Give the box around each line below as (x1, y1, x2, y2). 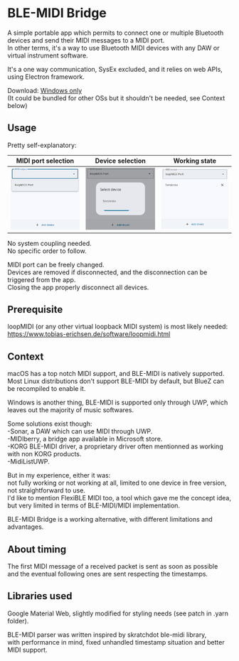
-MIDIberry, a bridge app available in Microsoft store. (7, 435, 163, 444)
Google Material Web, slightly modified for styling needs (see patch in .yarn (7, 609, 229, 618)
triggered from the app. (7, 275, 76, 284)
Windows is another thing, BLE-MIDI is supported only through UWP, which (7, 398, 228, 407)
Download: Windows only (7, 86, 83, 95)
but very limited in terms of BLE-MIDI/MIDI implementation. (7, 501, 180, 510)
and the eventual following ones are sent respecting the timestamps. (7, 569, 208, 578)
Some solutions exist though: (7, 419, 92, 428)
